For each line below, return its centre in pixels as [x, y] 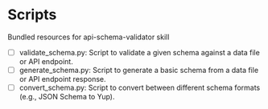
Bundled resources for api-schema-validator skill [89, 37]
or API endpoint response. [62, 79]
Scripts [32, 15]
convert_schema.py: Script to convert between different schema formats [140, 88]
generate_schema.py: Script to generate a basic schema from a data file [139, 70]
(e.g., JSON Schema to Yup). [67, 97]
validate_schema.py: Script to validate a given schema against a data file [140, 52]
